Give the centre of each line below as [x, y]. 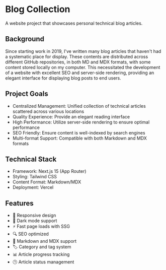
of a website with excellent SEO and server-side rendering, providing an [80, 73]
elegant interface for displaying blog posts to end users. [63, 78]
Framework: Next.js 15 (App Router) [49, 171]
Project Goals [27, 94]
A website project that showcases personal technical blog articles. [74, 23]
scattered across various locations [48, 111]
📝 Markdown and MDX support [45, 241]
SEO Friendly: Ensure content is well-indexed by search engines [79, 132]
